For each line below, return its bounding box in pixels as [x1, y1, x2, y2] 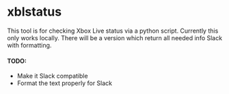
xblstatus [7, 4, 62, 20]
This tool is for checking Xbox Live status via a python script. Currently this [7, 27, 219, 35]
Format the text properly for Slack [16, 79, 113, 87]
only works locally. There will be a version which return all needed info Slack [7, 33, 223, 42]
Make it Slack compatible [16, 72, 88, 80]
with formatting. [7, 41, 52, 49]
